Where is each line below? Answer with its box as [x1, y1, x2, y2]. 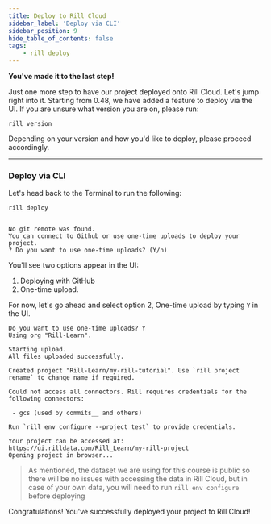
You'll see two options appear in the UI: [8, 260, 140, 270]
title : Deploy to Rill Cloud [8, 11, 106, 20]
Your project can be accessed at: [8, 437, 125, 446]
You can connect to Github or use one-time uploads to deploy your [8, 232, 240, 240]
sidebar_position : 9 [8, 27, 78, 35]
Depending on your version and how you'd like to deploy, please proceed [8, 134, 252, 143]
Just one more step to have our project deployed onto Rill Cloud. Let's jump [8, 87, 260, 97]
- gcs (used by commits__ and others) [11, 409, 143, 418]
